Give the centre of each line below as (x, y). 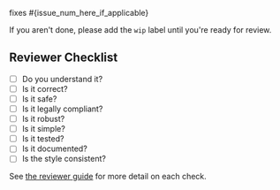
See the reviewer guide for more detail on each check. (108, 177)
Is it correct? (45, 88)
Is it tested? (43, 139)
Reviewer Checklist (64, 58)
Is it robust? (43, 119)
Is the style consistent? (64, 159)
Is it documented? (55, 148)
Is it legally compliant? (62, 109)
